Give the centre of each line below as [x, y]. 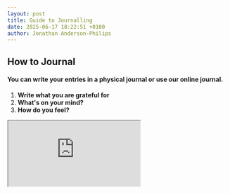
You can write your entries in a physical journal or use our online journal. [115, 79]
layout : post [26, 14]
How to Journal [41, 61]
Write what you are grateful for [63, 95]
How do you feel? [43, 110]
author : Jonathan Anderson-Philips [59, 33]
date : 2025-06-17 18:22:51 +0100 [56, 27]
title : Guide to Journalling [50, 20]
